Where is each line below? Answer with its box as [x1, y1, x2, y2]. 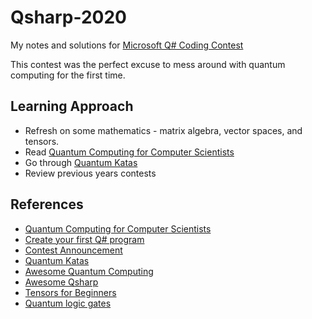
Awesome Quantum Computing [24, 265, 154, 277]
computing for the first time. [10, 69, 126, 81]
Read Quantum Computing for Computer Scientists [24, 146, 235, 158]
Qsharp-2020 [10, 6, 127, 29]
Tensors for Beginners [24, 286, 117, 298]
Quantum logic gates [24, 297, 112, 309]
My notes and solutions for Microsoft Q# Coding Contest [10, 39, 244, 51]
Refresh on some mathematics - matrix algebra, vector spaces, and [24, 124, 303, 136]
